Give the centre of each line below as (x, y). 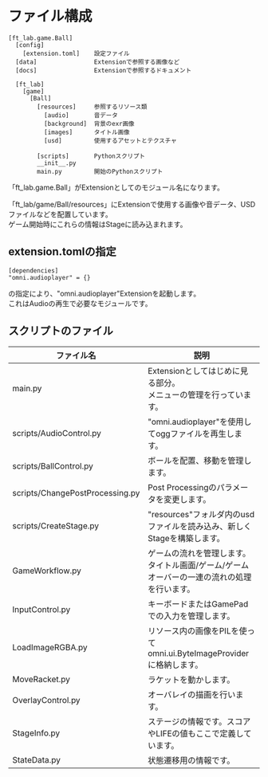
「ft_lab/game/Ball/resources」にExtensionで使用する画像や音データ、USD (132, 204)
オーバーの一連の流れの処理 (199, 577)
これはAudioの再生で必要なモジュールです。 (80, 303)
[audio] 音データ (81, 115)
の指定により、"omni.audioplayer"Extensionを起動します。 (104, 293)
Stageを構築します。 (186, 538)
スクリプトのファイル (61, 331)
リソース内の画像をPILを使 (197, 630)
